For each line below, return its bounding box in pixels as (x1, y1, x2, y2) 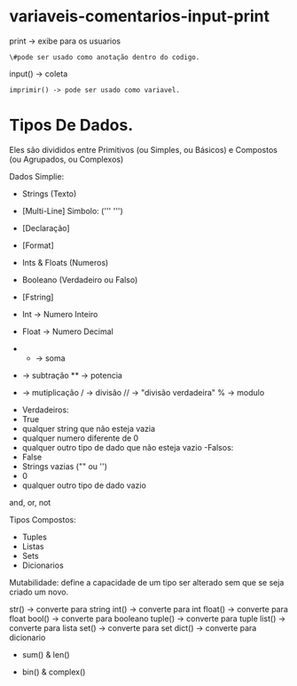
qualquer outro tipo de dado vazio (21, 480, 146, 491)
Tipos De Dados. (9, 116, 134, 135)
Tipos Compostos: (9, 514, 77, 525)
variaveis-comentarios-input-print (9, 6, 270, 27)
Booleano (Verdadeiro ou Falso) (21, 274, 138, 285)
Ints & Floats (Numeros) (21, 257, 109, 267)
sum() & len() (21, 649, 70, 659)
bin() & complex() (21, 666, 86, 677)
